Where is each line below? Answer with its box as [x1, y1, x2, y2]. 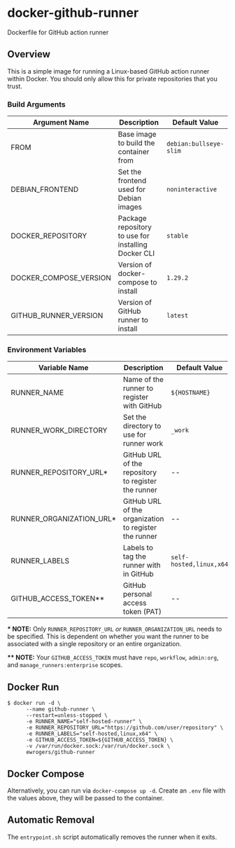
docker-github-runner [7, 5, 139, 21]
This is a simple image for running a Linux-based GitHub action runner [7, 67, 210, 75]
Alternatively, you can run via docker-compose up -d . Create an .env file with [7, 786, 226, 795]
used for [117, 184, 145, 194]
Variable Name [38, 363, 89, 373]
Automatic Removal [7, 814, 95, 826]
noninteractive [166, 186, 218, 193]
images [117, 202, 142, 212]
